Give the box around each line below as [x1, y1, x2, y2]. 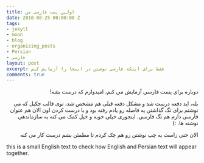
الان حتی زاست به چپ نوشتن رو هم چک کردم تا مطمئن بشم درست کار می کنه [20, 131, 199, 139]
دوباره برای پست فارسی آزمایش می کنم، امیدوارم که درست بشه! [49, 88, 199, 95]
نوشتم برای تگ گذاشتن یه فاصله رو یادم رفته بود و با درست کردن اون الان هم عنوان [10, 106, 199, 114]
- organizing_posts [6, 43, 56, 49]
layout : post [6, 60, 40, 66]
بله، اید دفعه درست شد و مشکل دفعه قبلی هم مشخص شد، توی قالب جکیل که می [13, 100, 199, 107]
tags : [6, 20, 20, 26]
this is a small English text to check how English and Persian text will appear [6, 143, 197, 150]
